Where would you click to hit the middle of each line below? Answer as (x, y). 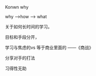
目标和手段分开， (22, 37)
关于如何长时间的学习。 (29, 27)
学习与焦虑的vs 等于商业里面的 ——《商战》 (49, 48)
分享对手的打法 (20, 58)
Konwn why (17, 7)
